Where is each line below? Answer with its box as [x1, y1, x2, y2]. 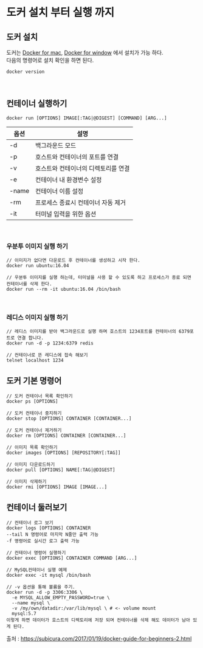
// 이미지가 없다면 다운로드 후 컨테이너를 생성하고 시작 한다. [6, 257, 141, 263]
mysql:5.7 [12, 611, 36, 617]
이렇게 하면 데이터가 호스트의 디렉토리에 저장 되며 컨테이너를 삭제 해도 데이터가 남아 [6, 617, 190, 624]
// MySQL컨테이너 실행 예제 [6, 567, 67, 573]
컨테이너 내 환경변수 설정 [35, 175, 102, 184]
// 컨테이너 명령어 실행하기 [6, 550, 66, 556]
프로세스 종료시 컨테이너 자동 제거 [35, 198, 126, 207]
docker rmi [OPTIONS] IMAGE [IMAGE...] [6, 484, 108, 490]
